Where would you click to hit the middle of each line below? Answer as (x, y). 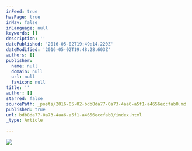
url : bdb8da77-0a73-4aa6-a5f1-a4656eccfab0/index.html (74, 115)
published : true (26, 109)
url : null (23, 77)
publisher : (19, 60)
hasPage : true (23, 17)
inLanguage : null (27, 28)
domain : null (27, 71)
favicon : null (28, 83)
